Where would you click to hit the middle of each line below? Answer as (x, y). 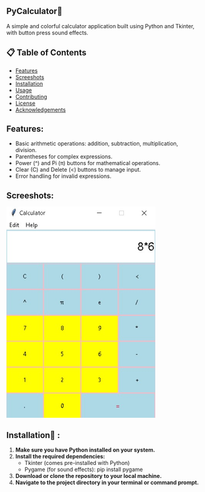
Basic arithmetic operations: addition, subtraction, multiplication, (97, 144)
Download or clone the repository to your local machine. (88, 476)
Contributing (31, 96)
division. (26, 150)
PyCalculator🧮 (34, 11)
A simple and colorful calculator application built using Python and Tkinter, (100, 26)
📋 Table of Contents (47, 53)
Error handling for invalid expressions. (63, 176)
